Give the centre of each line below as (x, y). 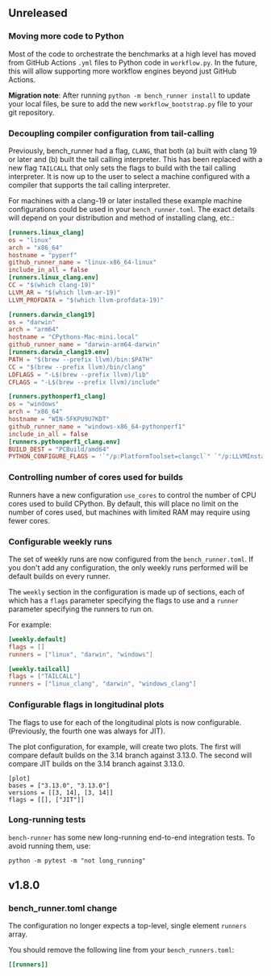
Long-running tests (47, 820)
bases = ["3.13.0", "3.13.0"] (59, 786)
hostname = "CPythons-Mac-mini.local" (73, 337)
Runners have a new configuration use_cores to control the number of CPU (132, 494)
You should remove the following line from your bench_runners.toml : (121, 950)
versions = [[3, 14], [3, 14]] (61, 792)
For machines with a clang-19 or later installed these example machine (125, 200)
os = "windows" (34, 404)
